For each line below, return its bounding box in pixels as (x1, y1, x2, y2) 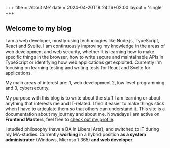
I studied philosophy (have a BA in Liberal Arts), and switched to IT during (5, 126, 159, 132)
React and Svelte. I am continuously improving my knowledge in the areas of (5, 43, 165, 49)
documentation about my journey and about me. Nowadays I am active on (5, 111, 160, 117)
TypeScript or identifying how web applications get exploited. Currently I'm (5, 59, 162, 65)
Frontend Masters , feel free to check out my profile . (5, 116, 115, 122)
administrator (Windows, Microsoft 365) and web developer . (5, 136, 134, 143)
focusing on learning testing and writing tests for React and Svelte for (5, 64, 151, 70)
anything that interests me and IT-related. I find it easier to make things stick (5, 100, 164, 106)
